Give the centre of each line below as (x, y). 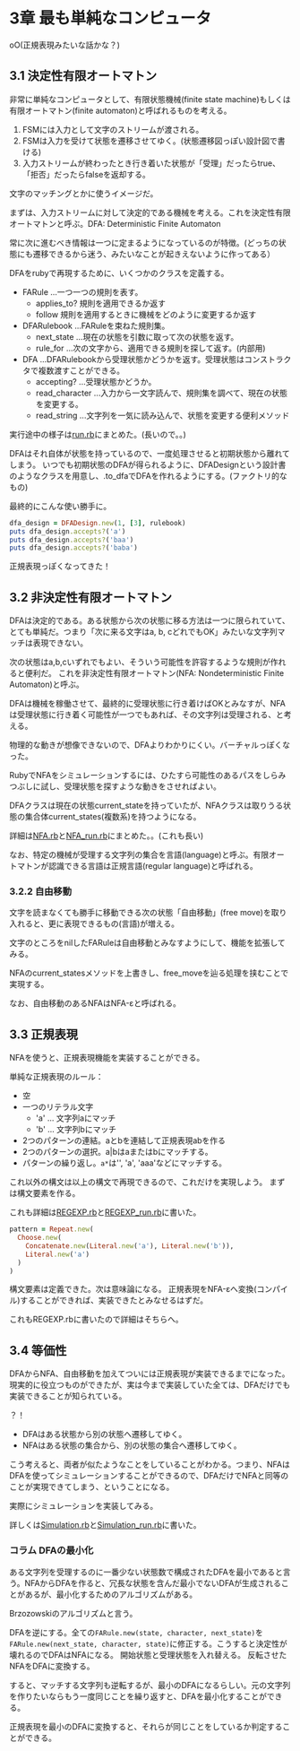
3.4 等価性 (38, 1350)
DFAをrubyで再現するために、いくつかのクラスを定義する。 (119, 273)
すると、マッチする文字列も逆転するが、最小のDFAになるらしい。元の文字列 (150, 1685)
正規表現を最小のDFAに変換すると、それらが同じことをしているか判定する (146, 1726)
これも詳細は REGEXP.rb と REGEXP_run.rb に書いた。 (105, 1212)
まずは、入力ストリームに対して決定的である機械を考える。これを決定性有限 (150, 212)
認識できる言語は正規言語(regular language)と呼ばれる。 (153, 866)
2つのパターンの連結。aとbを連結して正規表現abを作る (124, 1140)
